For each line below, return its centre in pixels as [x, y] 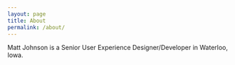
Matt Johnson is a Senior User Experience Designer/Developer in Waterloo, [117, 48]
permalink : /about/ [36, 27]
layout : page [27, 14]
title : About [27, 21]
